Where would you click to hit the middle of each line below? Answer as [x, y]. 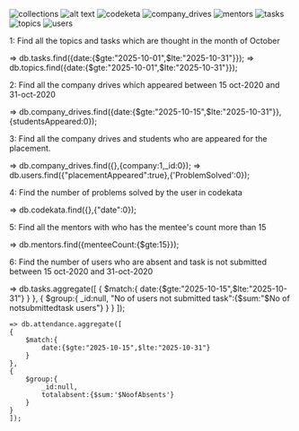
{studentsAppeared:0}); [53, 121]
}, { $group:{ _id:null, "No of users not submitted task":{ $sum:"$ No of [161, 298]
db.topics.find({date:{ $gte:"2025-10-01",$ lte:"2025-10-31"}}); [123, 68]
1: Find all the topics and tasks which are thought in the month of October [145, 41]
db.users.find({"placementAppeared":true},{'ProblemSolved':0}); [129, 175]
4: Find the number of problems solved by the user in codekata [126, 192]
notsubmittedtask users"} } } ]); [67, 308]
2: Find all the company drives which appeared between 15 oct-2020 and [145, 85]
